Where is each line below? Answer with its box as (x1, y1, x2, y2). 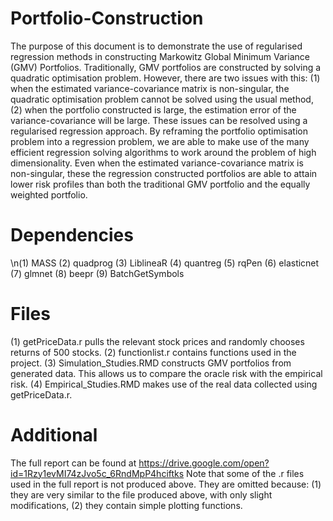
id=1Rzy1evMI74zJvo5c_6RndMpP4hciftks (10, 467, 185, 479)
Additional (10, 424, 98, 446)
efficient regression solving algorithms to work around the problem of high (10, 146, 317, 158)
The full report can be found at (10, 457, 137, 469)
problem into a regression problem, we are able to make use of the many (10, 135, 310, 147)
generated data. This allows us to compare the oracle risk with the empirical (10, 367, 323, 379)
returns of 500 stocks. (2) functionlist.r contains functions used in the (10, 346, 297, 358)
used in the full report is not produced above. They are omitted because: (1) (10, 478, 322, 490)
